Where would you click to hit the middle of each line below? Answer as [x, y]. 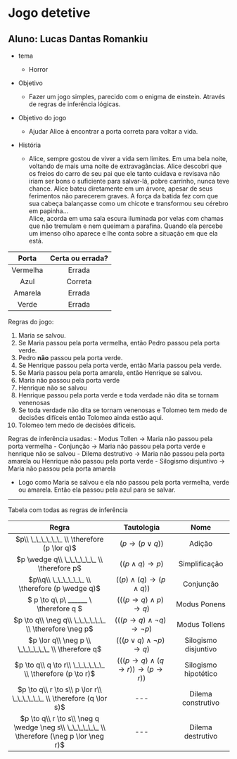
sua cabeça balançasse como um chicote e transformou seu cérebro [128, 203]
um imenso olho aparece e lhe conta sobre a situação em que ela [123, 233]
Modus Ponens [201, 604]
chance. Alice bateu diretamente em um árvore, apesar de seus [121, 189]
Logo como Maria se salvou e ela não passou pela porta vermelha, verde [123, 482]
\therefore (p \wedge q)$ [60, 588]
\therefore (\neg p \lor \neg [60, 736]
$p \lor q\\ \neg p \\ [60, 640]
